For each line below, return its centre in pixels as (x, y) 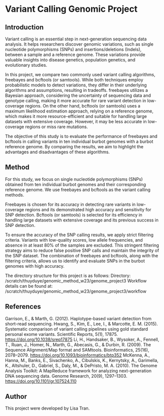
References (23, 307)
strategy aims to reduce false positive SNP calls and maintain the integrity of (82, 250)
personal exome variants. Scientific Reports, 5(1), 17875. (62, 334)
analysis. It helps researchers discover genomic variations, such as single (79, 44)
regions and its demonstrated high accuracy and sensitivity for (88, 209)
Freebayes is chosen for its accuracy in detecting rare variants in (70, 204)
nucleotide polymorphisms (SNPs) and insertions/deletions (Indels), (73, 49)
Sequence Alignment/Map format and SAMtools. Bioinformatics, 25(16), (77, 350)
